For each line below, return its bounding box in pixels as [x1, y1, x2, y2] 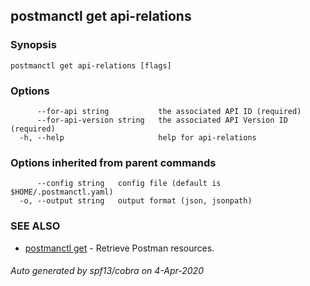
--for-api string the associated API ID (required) [36, 106, 302, 116]
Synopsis [10, 38, 57, 52]
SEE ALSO [10, 219, 61, 233]
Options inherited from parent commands [10, 155, 217, 169]
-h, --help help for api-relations [19, 132, 257, 143]
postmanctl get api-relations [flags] [10, 60, 172, 71]
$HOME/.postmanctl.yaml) [10, 187, 114, 198]
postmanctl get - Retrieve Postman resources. [24, 242, 215, 254]
